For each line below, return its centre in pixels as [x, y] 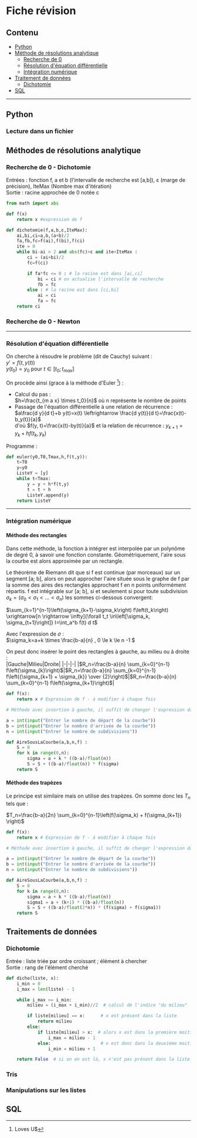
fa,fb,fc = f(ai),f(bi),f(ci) [51, 241]
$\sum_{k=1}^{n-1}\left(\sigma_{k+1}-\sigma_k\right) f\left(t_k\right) [87, 610]
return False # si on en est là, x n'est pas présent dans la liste [103, 1059]
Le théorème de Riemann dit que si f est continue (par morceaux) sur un [93, 572]
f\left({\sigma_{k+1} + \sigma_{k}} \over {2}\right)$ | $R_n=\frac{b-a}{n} [91, 677]
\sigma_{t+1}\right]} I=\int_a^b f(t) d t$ [52, 623]
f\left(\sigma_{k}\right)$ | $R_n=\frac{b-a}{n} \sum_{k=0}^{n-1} [81, 670]
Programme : [22, 446]
